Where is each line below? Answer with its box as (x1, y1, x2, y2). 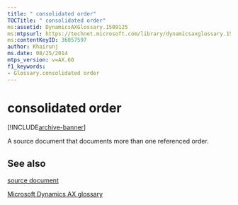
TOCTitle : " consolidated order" (7, 17, 106, 24)
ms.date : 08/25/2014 (7, 50, 69, 57)
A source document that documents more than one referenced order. (7, 137, 209, 146)
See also (7, 157, 46, 170)
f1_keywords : (7, 63, 46, 70)
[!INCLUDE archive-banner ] (7, 123, 86, 131)
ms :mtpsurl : (7, 30, 42, 37)
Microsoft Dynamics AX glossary (7, 190, 103, 199)
